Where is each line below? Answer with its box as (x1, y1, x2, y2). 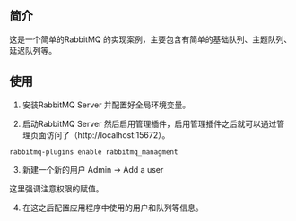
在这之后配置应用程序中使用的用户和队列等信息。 (22, 202, 204, 213)
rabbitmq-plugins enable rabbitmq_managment (9, 147, 178, 157)
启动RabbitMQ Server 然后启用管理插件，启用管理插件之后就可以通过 (22, 118, 277, 129)
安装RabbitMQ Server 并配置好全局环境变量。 (22, 99, 191, 110)
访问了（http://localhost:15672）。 (46, 129, 170, 140)
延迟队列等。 (9, 45, 57, 55)
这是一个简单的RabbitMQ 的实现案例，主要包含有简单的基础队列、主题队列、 (9, 34, 292, 45)
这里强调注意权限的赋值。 (9, 183, 104, 194)
